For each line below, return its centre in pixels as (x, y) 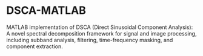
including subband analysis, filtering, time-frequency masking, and (90, 40)
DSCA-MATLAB (46, 11)
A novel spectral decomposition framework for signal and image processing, (101, 33)
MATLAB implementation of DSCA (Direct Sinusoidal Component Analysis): (100, 27)
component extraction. (35, 46)
